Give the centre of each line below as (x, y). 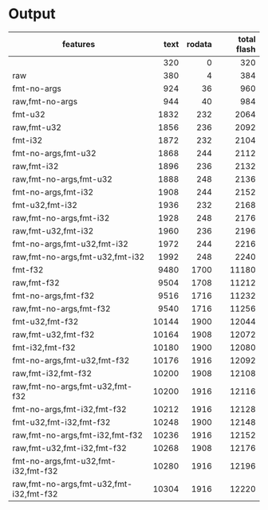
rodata (199, 44)
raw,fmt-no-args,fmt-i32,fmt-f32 (78, 435)
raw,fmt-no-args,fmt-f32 (61, 308)
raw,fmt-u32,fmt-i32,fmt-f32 (70, 448)
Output (32, 14)
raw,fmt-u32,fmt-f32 (53, 334)
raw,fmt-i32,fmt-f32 (52, 373)
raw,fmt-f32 (36, 282)
